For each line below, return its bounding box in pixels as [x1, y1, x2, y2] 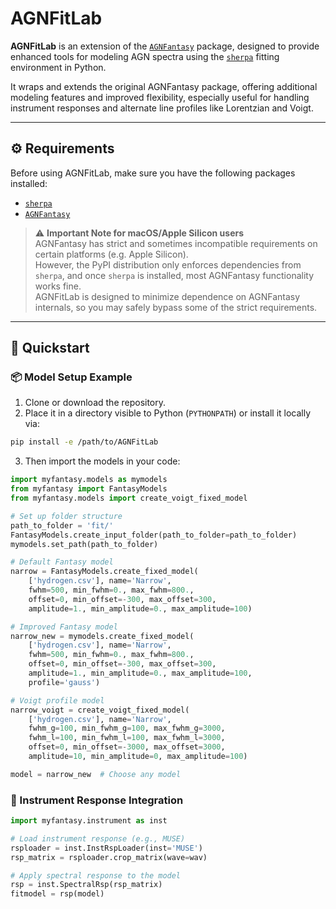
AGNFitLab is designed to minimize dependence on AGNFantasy [34, 290, 301, 302]
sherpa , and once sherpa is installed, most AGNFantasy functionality [34, 269, 315, 281]
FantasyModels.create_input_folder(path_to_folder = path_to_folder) [10, 530, 298, 540]
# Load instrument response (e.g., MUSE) [10, 833, 186, 844]
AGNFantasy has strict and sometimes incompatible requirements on [34, 237, 318, 249]
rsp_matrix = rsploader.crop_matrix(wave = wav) [10, 852, 208, 862]
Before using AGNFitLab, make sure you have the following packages [10, 167, 296, 179]
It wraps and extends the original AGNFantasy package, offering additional [10, 80, 318, 92]
